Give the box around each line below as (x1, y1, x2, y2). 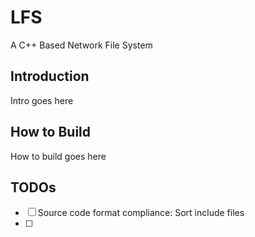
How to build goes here (10, 150, 107, 162)
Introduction (10, 68, 90, 85)
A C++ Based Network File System (10, 39, 153, 51)
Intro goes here (10, 94, 74, 106)
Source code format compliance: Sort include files (37, 207, 245, 219)
